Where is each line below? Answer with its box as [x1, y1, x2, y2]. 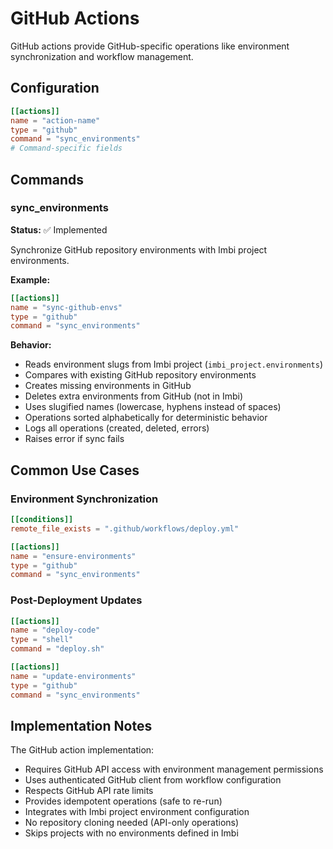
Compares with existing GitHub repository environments [24, 369, 257, 381]
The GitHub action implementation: [10, 744, 155, 756]
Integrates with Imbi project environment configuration [24, 806, 250, 818]
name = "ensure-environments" [10, 551, 137, 561]
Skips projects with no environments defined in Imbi [24, 827, 239, 839]
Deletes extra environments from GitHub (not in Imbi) [24, 390, 244, 402]
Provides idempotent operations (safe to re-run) [24, 795, 223, 807]
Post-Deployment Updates [10, 593, 143, 607]
